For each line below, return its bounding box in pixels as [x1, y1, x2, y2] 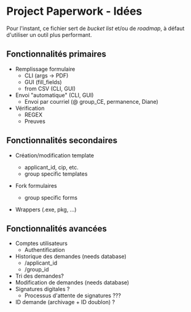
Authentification [24, 246, 65, 254]
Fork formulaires [15, 182, 57, 189]
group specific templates [24, 170, 88, 177]
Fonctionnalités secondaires [6, 135, 118, 146]
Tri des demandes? [15, 272, 64, 280]
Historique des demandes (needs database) [15, 253, 127, 260]
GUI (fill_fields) [24, 78, 63, 85]
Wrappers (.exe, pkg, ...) [15, 206, 77, 213]
